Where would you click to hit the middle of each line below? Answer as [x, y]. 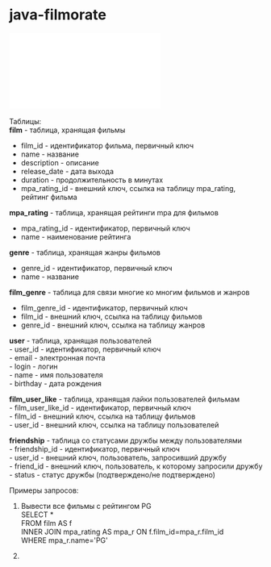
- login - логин [34, 366]
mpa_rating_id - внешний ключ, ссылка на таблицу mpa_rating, [128, 188]
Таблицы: [25, 121]
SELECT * [37, 515]
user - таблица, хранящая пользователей [81, 340]
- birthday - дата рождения [55, 383]
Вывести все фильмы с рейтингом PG [86, 506]
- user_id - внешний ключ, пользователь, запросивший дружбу [118, 457]
